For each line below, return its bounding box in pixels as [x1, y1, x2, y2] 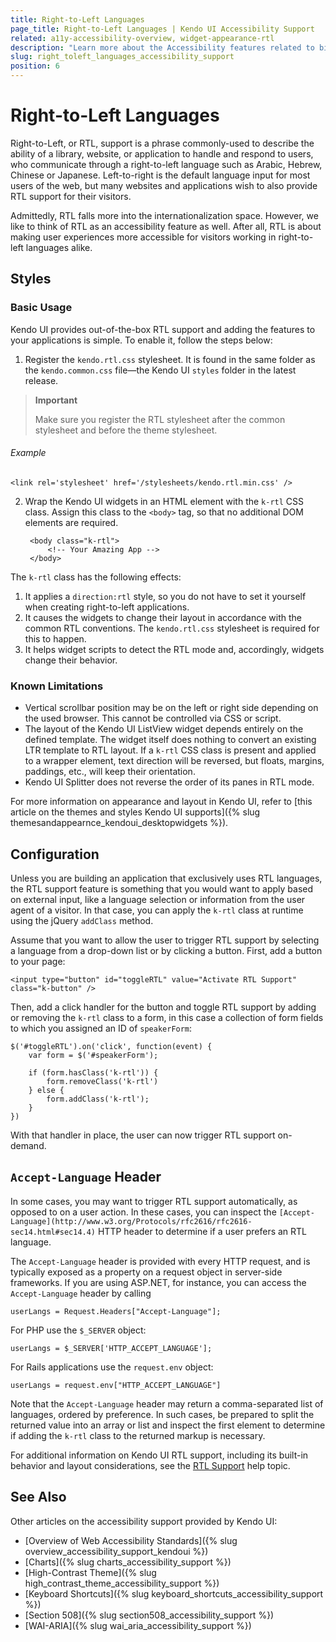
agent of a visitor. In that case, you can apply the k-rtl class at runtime [10, 904, 304, 916]
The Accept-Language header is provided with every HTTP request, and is [10, 1255, 311, 1267]
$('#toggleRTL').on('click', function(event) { [10, 1041, 213, 1051]
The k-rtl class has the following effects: [10, 571, 182, 583]
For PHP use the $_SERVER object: [10, 1324, 147, 1336]
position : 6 [10, 61, 60, 71]
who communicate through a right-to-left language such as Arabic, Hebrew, [10, 158, 323, 170]
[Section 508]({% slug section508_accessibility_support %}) [24, 1609, 275, 1621]
